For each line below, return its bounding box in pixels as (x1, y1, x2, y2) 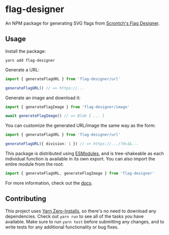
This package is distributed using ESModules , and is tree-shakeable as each (5, 150, 164, 156)
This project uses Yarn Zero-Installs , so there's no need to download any (5, 208, 156, 214)
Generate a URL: (5, 66, 39, 72)
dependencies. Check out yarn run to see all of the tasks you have (5, 213, 144, 219)
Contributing (5, 195, 46, 203)
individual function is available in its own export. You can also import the (5, 156, 155, 162)
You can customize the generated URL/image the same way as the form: (5, 122, 156, 129)
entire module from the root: (5, 161, 64, 167)
